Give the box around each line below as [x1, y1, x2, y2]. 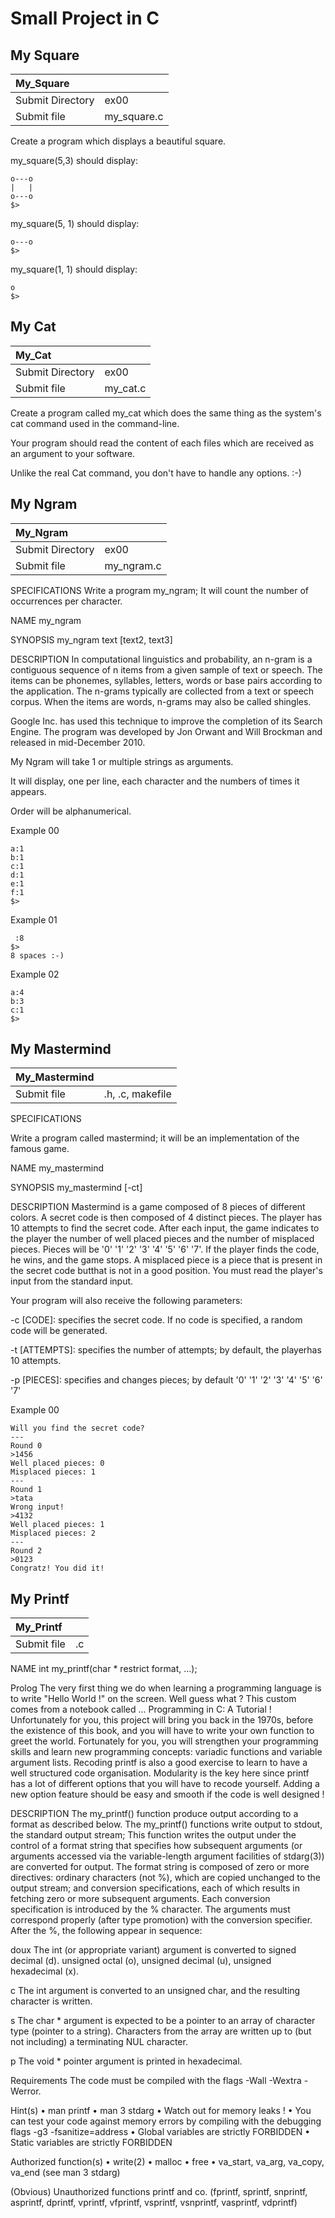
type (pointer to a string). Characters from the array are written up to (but [10, 2025, 312, 2037]
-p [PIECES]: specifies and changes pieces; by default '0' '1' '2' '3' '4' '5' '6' [10, 1374, 323, 1386]
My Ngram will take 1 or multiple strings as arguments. [10, 755, 234, 767]
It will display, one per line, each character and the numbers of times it [10, 775, 300, 787]
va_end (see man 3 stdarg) [10, 2167, 121, 2179]
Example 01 [10, 913, 58, 926]
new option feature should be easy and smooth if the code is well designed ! [10, 1788, 325, 1801]
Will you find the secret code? [10, 1423, 145, 1434]
